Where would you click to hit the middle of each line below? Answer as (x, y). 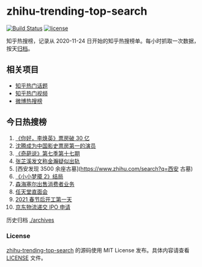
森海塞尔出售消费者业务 (45, 184)
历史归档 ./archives (30, 220)
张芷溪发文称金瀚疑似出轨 (47, 161)
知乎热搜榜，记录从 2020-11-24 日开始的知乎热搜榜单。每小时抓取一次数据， (103, 40)
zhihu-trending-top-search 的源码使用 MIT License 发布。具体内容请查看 (98, 250)
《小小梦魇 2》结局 (39, 176)
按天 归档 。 (20, 48)
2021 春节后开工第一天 (43, 199)
